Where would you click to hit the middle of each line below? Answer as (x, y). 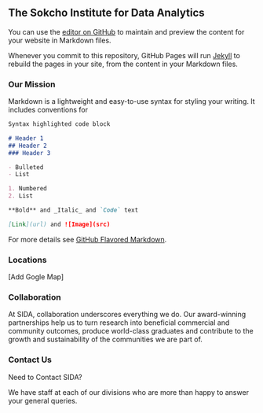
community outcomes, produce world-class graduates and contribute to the (131, 331)
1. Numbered (27, 189)
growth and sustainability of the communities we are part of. (105, 339)
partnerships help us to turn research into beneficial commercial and (119, 323)
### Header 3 (29, 153)
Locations (27, 260)
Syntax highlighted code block (59, 124)
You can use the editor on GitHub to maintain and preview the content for (126, 31)
